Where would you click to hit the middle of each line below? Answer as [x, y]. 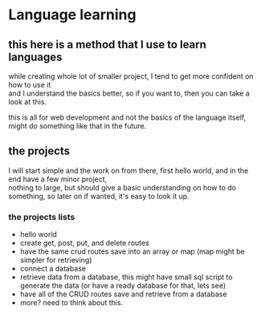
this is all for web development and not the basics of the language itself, [127, 117]
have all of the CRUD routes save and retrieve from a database [123, 294]
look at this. [27, 102]
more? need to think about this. [71, 303]
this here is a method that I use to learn [108, 45]
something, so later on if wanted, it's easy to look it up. [99, 196]
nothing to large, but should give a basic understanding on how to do [122, 187]
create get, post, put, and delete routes [85, 243]
